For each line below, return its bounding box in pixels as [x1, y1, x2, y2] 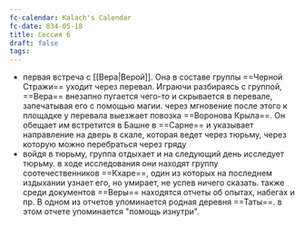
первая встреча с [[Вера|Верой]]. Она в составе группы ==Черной [22, 71, 283, 82]
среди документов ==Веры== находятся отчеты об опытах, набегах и [22, 187, 295, 198]
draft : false [9, 38, 59, 48]
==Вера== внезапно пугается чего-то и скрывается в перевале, [22, 91, 273, 102]
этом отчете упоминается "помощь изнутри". [22, 206, 200, 217]
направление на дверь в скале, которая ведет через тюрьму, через [22, 129, 288, 140]
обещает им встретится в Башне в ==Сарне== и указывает [22, 119, 254, 131]
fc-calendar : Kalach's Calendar [9, 13, 132, 23]
